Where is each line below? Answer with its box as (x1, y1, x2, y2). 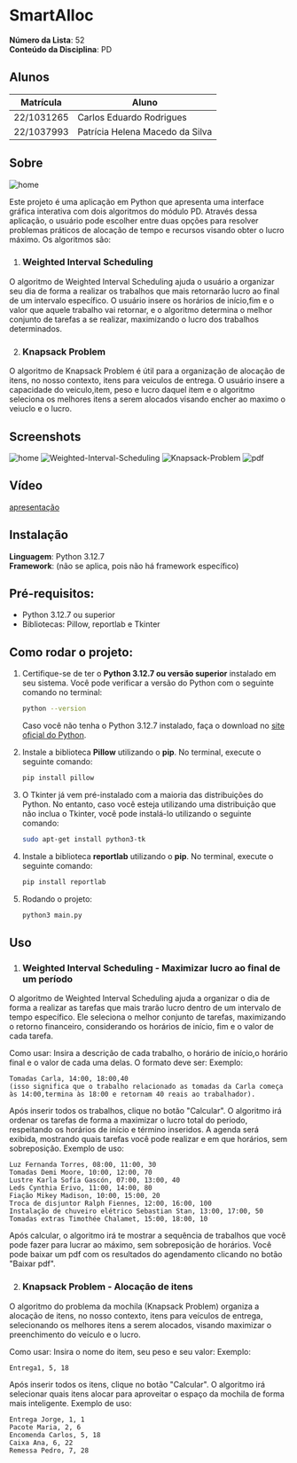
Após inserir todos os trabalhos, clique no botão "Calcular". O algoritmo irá (9, 1106, 282, 1116)
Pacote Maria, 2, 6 (9, 1422, 82, 1432)
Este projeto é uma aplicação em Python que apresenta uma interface (9, 196, 264, 207)
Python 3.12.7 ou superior (21, 609, 115, 621)
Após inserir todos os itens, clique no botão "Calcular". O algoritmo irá (9, 1379, 266, 1389)
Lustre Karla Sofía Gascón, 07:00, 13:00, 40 (9, 1176, 180, 1185)
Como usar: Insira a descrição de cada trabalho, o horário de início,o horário (9, 1048, 288, 1059)
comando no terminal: (21, 687, 103, 698)
